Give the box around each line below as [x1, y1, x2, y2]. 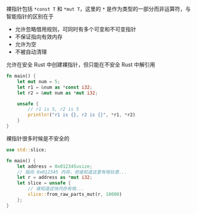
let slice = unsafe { [17, 180, 71, 186]
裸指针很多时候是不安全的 [6, 134, 70, 142]
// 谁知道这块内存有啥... [28, 186, 85, 192]
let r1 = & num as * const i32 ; [17, 84, 93, 90]
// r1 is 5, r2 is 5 [28, 106, 79, 113]
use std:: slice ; [6, 146, 47, 153]
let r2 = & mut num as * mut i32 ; [17, 90, 98, 96]
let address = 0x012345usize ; [17, 163, 93, 169]
